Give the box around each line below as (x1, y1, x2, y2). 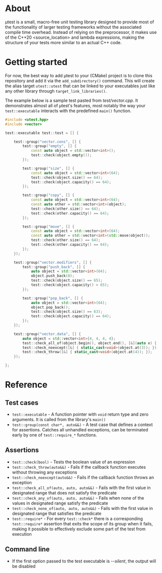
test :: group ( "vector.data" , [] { (14, 331, 81, 336)
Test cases (5, 398, 39, 407)
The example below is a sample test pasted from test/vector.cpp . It (5, 98, 138, 103)
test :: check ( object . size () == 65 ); (30, 278, 103, 283)
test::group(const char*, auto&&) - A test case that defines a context (12, 422, 153, 427)
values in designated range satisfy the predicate (12, 500, 108, 506)
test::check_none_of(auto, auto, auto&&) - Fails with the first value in (12, 505, 153, 511)
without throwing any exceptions (12, 469, 77, 475)
